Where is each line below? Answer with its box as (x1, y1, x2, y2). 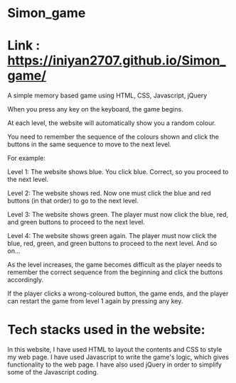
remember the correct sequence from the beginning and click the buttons (7, 268, 223, 276)
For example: (7, 154, 46, 163)
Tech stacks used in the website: (7, 322, 205, 338)
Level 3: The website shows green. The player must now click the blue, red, (7, 210, 229, 219)
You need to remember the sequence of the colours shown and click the (7, 133, 219, 141)
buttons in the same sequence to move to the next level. (7, 140, 172, 149)
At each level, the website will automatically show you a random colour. (7, 119, 216, 127)
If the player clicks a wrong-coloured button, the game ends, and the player (7, 289, 229, 298)
